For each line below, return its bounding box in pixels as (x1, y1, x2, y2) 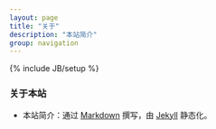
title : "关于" (9, 22, 61, 31)
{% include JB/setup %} (9, 63, 99, 74)
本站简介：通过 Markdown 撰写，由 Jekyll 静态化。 (22, 109, 212, 120)
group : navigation (9, 38, 79, 48)
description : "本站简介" (9, 30, 98, 39)
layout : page (9, 13, 59, 23)
